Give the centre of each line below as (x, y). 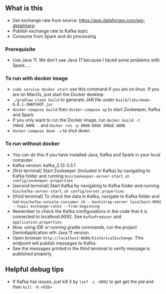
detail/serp (23, 25)
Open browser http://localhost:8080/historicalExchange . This (78, 237)
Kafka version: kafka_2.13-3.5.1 (44, 165)
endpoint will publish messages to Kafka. (55, 243)
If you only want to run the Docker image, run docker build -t (76, 120)
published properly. (32, 253)
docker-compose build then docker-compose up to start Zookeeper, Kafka (86, 109)
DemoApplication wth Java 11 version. (51, 232)
